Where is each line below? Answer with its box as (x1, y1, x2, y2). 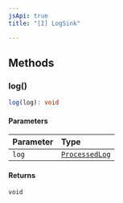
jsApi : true (8, 11, 48, 20)
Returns (8, 170, 36, 180)
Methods (8, 56, 55, 69)
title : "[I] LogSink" (8, 19, 81, 27)
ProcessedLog (60, 150, 111, 159)
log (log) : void (8, 98, 59, 107)
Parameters (8, 116, 48, 126)
